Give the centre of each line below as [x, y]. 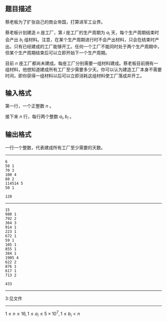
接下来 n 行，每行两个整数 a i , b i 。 [40, 117]
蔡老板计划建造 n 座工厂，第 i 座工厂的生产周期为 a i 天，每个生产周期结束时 [82, 33]
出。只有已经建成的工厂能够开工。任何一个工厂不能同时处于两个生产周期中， [83, 47]
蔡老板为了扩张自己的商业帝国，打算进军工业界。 [55, 22]
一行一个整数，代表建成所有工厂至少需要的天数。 [55, 147]
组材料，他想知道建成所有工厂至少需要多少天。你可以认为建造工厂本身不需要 [83, 70]
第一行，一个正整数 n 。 [30, 106]
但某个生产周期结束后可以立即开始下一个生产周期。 [57, 53]
